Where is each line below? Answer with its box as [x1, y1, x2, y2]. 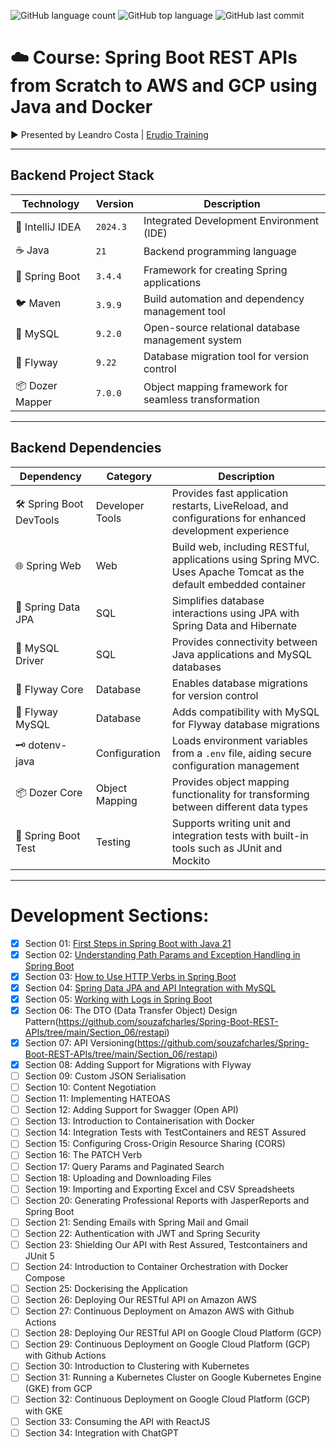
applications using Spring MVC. [171, 552, 320, 566]
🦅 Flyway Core [15, 682, 84, 696]
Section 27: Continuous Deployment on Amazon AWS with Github [24, 1305, 295, 1317]
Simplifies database [171, 593, 265, 607]
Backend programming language [143, 245, 297, 259]
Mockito [171, 853, 211, 867]
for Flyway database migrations [171, 717, 321, 731]
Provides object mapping [171, 775, 290, 789]
